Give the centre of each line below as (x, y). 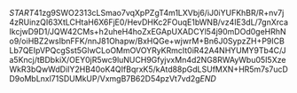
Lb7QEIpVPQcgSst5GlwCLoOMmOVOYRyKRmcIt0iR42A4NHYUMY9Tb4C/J (148, 50)
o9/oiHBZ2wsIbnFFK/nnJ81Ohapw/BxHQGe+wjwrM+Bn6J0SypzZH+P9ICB (147, 41)
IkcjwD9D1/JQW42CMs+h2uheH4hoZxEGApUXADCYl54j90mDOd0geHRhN (148, 31)
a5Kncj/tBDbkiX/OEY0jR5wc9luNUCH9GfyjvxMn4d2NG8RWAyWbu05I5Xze (148, 60)
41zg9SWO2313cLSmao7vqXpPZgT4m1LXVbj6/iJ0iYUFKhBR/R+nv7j (159, 13)
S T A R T (22, 13)
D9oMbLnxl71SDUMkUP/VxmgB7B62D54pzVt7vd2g (105, 78)
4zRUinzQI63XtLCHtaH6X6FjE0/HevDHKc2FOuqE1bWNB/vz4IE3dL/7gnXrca (149, 22)
